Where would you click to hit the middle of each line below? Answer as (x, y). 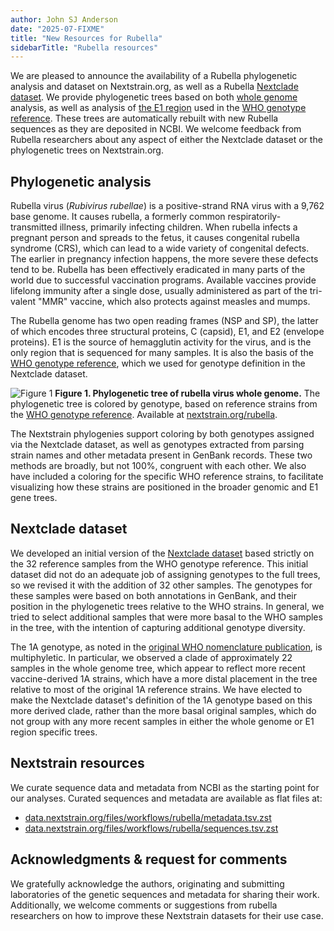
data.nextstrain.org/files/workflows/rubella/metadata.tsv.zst (148, 817)
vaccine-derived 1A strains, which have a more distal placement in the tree (164, 678)
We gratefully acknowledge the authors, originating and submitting (147, 883)
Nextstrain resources (77, 763)
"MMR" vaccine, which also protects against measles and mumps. (174, 302)
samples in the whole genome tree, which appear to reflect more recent (158, 668)
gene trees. (34, 498)
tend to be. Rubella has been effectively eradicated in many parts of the (158, 270)
